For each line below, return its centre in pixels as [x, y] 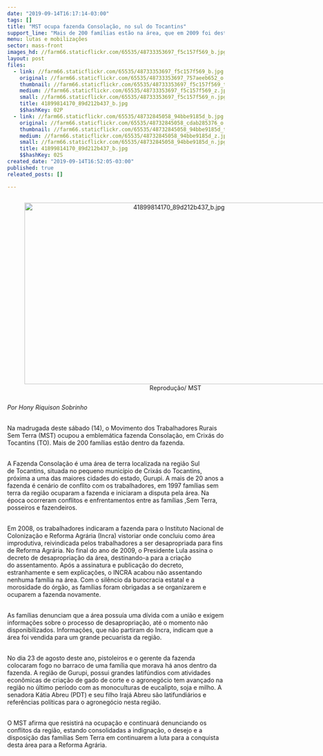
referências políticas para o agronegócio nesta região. [84, 702]
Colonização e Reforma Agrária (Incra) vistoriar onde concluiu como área [111, 535]
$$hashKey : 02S [41, 155]
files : [17, 65]
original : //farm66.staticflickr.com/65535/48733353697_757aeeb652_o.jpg [128, 78]
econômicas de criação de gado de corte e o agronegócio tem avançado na [115, 680]
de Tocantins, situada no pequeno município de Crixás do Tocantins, [105, 470]
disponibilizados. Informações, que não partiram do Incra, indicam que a [110, 629]
